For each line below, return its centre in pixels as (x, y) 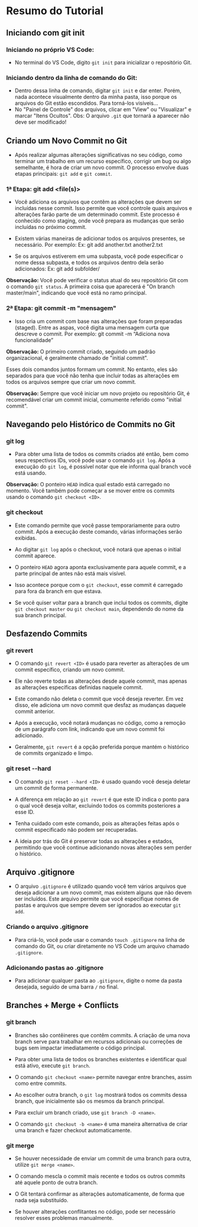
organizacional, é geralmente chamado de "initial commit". (77, 358)
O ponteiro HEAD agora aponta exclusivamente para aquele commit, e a (100, 567)
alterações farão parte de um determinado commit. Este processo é (97, 215)
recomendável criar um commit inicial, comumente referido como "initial (94, 399)
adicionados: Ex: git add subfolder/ (57, 269)
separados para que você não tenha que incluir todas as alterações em (92, 375)
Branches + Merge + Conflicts (63, 1005)
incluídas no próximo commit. (51, 227)
